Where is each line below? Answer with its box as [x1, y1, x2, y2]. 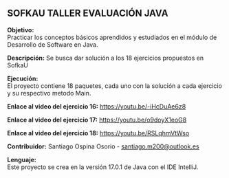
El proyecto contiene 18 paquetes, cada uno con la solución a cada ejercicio [7, 81, 222, 90]
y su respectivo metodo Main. [7, 89, 91, 97]
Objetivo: [7, 25, 34, 34]
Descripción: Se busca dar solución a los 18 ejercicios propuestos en [7, 54, 204, 62]
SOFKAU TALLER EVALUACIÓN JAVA [7, 8, 168, 19]
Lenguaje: [7, 155, 36, 164]
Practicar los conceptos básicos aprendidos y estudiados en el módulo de [7, 33, 217, 41]
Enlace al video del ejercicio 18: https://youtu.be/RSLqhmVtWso [7, 129, 190, 137]
